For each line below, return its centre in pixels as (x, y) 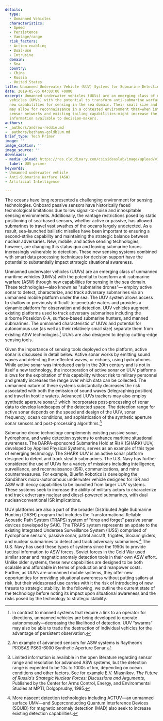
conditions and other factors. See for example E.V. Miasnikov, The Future (85, 673)
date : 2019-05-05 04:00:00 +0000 (39, 91)
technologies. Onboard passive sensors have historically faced (68, 205)
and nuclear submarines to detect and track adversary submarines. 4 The (78, 541)
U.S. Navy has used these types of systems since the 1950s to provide (75, 546)
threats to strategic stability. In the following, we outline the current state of (80, 588)
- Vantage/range (26, 37)
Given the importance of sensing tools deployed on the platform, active (76, 349)
